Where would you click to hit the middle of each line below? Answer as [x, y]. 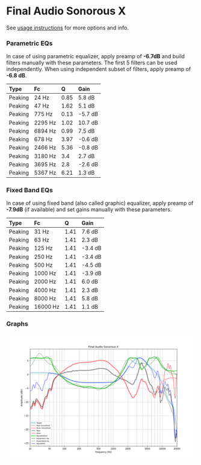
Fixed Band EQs [29, 190]
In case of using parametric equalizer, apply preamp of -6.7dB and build [96, 56]
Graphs [17, 324]
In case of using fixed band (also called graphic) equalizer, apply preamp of [100, 203]
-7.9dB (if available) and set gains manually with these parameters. [89, 210]
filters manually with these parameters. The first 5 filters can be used [92, 63]
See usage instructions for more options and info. [68, 28]
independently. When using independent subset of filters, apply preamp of [99, 69]
